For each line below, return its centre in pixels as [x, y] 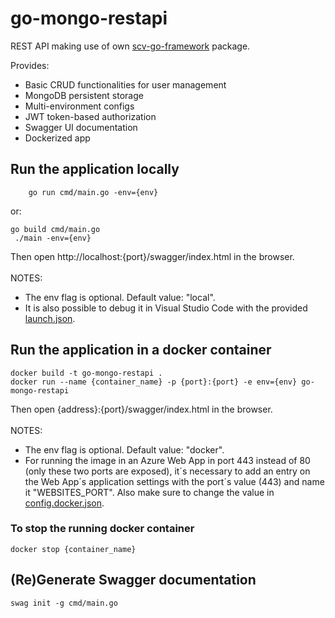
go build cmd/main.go [55, 229]
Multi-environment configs [79, 106]
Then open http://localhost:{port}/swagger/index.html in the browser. [152, 256]
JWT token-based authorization [90, 116]
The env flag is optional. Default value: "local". [120, 297]
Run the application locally [95, 169]
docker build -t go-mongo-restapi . [86, 373]
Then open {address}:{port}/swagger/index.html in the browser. [141, 409]
